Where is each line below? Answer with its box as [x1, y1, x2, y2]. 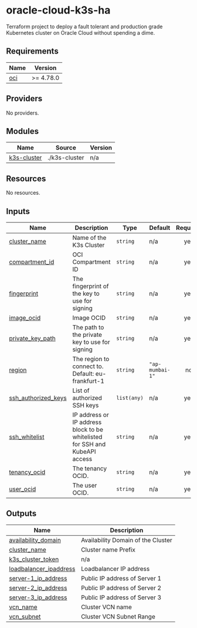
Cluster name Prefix [81, 545, 136, 553]
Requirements [6, 46, 59, 56]
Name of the [72, 233, 107, 242]
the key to [72, 289, 100, 298]
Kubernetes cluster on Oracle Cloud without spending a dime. [6, 29, 155, 36]
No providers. [6, 109, 39, 116]
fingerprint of [72, 282, 109, 290]
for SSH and [72, 440, 106, 448]
